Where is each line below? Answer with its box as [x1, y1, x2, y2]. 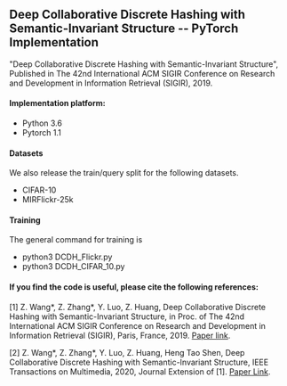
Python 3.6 [21, 118, 62, 128]
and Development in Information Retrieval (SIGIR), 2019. [9, 78, 213, 88]
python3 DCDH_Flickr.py [21, 251, 113, 262]
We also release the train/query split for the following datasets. [9, 168, 239, 178]
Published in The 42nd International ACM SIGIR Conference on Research [9, 68, 275, 78]
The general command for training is [9, 234, 143, 245]
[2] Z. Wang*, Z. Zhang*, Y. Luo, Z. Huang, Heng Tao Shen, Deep [9, 347, 245, 357]
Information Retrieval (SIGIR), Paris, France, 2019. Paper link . [9, 330, 231, 341]
